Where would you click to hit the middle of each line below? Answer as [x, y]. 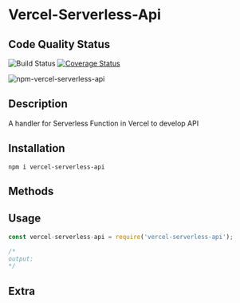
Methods [31, 191]
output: [21, 259]
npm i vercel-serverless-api [57, 167]
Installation [37, 148]
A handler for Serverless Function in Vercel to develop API [104, 123]
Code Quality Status [59, 44]
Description [38, 104]
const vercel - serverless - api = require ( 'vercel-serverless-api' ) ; [121, 237]
